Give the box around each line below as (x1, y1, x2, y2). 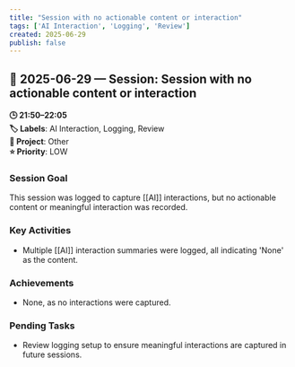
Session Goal (9, 171, 68, 184)
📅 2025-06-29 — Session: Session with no (9, 71, 253, 86)
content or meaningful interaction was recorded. (9, 202, 188, 213)
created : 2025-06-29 (9, 30, 87, 39)
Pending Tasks (9, 319, 75, 332)
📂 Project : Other (9, 136, 69, 147)
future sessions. (22, 349, 82, 360)
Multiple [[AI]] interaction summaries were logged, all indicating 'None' (22, 244, 284, 256)
